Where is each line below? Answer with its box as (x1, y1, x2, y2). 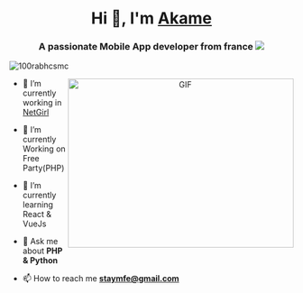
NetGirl (22, 107, 50, 118)
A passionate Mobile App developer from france (38, 41, 254, 53)
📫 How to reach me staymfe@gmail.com (22, 273, 179, 284)
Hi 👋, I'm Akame (91, 8, 212, 29)
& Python (22, 255, 59, 266)
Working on (22, 143, 66, 154)
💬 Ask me (22, 236, 59, 247)
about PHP (22, 245, 63, 256)
